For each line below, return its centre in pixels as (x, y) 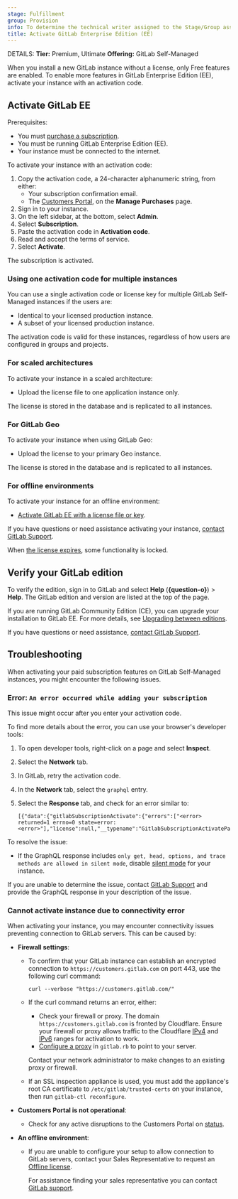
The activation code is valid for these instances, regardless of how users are (119, 337)
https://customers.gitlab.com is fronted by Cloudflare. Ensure (130, 1023)
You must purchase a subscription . (68, 136)
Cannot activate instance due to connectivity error (96, 910)
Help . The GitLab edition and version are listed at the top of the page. (109, 597)
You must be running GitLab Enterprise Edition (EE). (93, 144)
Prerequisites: (28, 122)
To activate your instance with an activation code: (80, 165)
